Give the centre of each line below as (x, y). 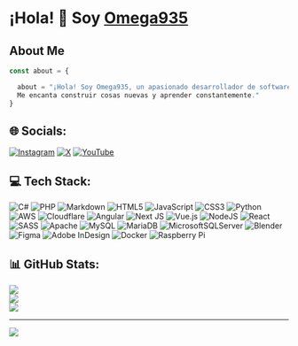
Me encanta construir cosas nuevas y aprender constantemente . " (138, 95)
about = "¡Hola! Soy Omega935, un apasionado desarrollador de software (154, 87)
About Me (37, 51)
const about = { (39, 71)
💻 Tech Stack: (50, 181)
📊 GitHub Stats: (55, 264)
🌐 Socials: (38, 131)
